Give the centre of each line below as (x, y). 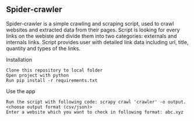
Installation (19, 59)
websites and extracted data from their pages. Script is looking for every (93, 30)
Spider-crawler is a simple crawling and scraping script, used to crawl (90, 23)
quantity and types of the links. (43, 48)
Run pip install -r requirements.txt (52, 80)
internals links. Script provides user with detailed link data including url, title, (97, 42)
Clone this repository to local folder (54, 70)
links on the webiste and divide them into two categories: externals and (91, 36)
